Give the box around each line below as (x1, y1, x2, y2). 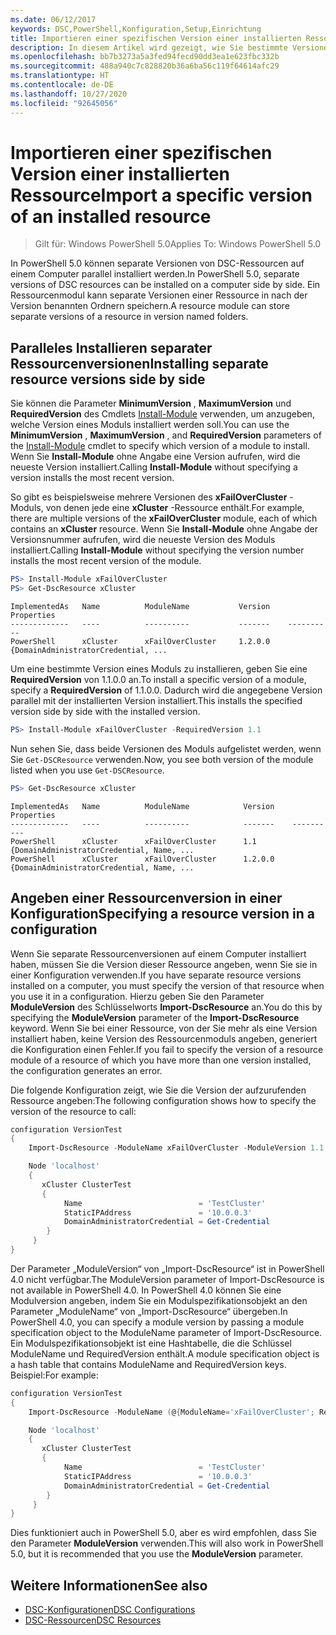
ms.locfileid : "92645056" (10, 98, 118, 108)
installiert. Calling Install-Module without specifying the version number (10, 544, 305, 556)
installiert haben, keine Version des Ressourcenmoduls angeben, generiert (10, 1032, 318, 1045)
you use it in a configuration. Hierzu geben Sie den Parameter (10, 990, 265, 1002)
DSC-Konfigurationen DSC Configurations (24, 1604, 196, 1616)
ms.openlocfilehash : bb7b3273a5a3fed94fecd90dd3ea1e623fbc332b (10, 52, 280, 62)
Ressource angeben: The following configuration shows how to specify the (10, 1094, 317, 1106)
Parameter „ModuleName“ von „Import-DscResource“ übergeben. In (10, 1305, 288, 1317)
